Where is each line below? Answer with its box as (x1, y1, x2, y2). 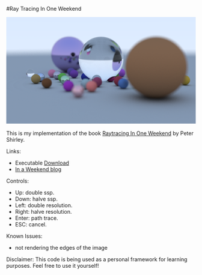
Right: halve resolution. (14, 208, 72, 215)
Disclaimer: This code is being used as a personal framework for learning (6, 255, 188, 263)
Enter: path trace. (14, 214, 58, 222)
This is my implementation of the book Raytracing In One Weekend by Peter (6, 129, 194, 137)
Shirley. (6, 136, 25, 143)
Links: (6, 147, 21, 155)
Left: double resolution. (14, 201, 73, 209)
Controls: (6, 177, 29, 184)
